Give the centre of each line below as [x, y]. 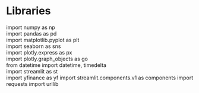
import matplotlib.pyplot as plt [43, 40]
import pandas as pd [31, 33]
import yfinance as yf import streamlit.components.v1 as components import [100, 78]
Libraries [29, 11]
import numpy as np [31, 27]
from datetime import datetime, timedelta [56, 65]
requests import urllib [32, 84]
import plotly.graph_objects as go [47, 59]
